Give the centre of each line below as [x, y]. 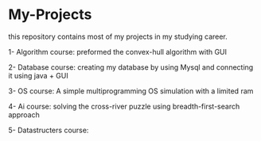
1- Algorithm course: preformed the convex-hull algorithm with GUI [118, 51]
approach [24, 114]
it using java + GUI [39, 75]
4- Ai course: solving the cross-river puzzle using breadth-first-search [124, 106]
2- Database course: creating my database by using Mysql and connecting [131, 67]
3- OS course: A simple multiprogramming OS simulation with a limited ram [131, 91]
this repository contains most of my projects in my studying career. [118, 36]
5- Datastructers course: [49, 130]
